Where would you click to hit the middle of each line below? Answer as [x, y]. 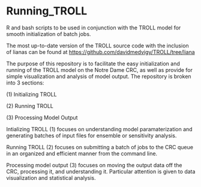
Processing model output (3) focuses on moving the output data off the [94, 165]
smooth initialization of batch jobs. [49, 34]
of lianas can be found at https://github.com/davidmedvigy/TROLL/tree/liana [100, 52]
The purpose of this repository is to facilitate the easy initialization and [93, 64]
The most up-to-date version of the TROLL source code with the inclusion [97, 46]
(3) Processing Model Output [42, 117]
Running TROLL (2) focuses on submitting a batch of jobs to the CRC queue [100, 147]
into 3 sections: [25, 83]
